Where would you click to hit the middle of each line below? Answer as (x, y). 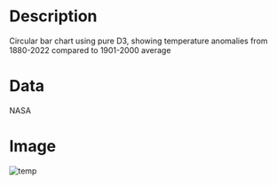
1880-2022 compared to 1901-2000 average (90, 50)
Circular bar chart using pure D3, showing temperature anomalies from (138, 41)
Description (53, 16)
